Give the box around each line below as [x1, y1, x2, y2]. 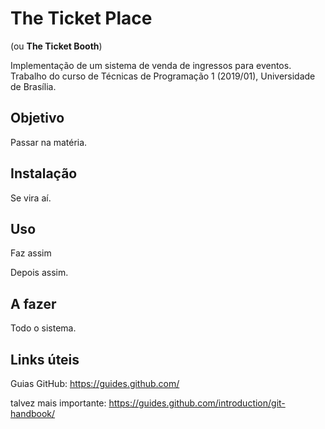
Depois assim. [10, 267, 69, 279]
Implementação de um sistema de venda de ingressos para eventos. [10, 59, 292, 71]
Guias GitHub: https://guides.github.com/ [10, 378, 180, 389]
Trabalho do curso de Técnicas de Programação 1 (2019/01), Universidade [10, 70, 316, 82]
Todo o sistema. [10, 322, 77, 334]
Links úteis [10, 351, 80, 368]
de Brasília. [10, 80, 57, 92]
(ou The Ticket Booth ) [10, 40, 103, 52]
